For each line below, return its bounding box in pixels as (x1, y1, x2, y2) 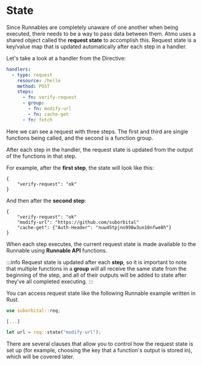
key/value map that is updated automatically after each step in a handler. (6, 43, 187, 50)
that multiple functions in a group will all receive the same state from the (6, 265, 187, 272)
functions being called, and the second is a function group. (6, 134, 154, 141)
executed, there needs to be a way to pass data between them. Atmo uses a (6, 30, 196, 37)
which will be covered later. (6, 353, 74, 360)
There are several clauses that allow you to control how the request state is (6, 340, 194, 347)
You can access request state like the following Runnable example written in (6, 289, 196, 297)
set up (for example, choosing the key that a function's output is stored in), (6, 347, 192, 354)
